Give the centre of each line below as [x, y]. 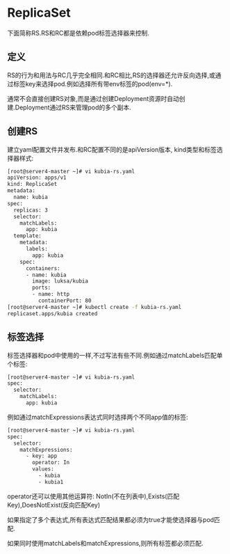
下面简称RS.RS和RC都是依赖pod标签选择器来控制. [78, 33]
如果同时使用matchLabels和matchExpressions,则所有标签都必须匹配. [105, 543]
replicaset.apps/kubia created [52, 314]
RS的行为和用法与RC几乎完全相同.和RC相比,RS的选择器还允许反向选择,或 [111, 75]
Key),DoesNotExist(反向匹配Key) [54, 505]
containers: [43, 268]
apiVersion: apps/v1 [37, 178]
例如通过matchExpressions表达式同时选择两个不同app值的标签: [98, 417]
